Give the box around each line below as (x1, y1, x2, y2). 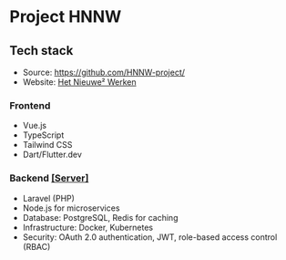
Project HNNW (9, 6, 122, 27)
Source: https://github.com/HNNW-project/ (22, 67, 185, 78)
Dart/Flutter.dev (22, 149, 82, 161)
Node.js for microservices (22, 203, 120, 213)
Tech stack (9, 43, 74, 58)
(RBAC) (22, 241, 51, 252)
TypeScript (22, 130, 65, 140)
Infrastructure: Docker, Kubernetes (22, 222, 153, 233)
